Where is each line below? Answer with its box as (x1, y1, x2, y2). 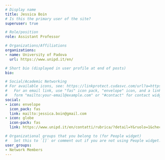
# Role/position (5, 30, 38, 35)
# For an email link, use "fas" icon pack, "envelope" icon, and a (5, 88, 151, 93)
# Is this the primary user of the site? (5, 16, 91, 21)
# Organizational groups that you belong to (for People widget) (5, 133, 141, 138)
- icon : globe (5, 116, 34, 121)
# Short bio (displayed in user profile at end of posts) (5, 66, 126, 71)
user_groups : (5, 143, 32, 148)
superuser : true (5, 21, 38, 26)
